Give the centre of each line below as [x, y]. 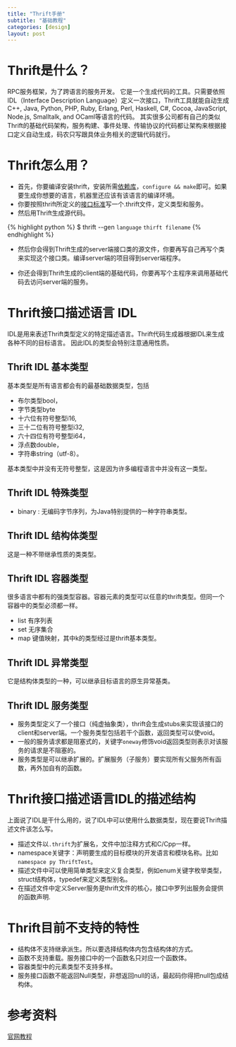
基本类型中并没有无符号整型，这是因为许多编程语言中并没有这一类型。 [109, 468]
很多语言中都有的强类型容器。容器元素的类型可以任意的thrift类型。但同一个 [116, 597]
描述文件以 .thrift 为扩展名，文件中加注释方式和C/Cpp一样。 [106, 844]
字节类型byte [36, 409]
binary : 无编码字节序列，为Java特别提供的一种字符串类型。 [104, 511]
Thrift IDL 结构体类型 [52, 536]
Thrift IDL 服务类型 [48, 705]
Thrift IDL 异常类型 [48, 662]
